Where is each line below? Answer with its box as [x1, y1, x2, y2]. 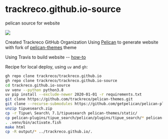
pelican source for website [5, 20, 60, 26]
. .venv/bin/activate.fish [5, 120, 61, 125]
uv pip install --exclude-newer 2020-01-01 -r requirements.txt [5, 92, 142, 97]
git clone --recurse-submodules [5, 101, 72, 106]
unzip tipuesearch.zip [5, 106, 52, 111]
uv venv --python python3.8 [5, 87, 64, 92]
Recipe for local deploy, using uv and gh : [5, 63, 88, 69]
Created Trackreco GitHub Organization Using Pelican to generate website [5, 39, 158, 45]
